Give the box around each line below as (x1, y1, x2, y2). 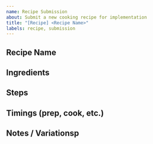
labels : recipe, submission (6, 25, 76, 32)
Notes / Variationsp (6, 129, 79, 139)
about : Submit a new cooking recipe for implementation (6, 14, 147, 20)
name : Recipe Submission (6, 8, 68, 15)
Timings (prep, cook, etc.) (6, 108, 104, 118)
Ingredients (6, 68, 50, 78)
